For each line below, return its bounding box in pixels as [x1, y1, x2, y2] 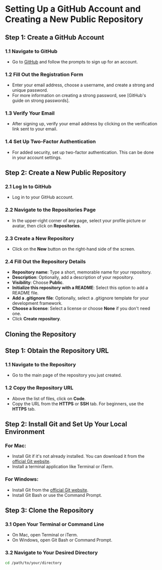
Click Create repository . [12, 316, 62, 322]
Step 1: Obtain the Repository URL [5, 347, 109, 355]
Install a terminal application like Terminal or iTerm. [12, 464, 114, 470]
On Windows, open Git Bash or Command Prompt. [12, 537, 113, 543]
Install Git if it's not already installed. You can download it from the [12, 453, 145, 459]
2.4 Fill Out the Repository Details [5, 258, 86, 265]
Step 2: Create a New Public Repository [5, 169, 126, 177]
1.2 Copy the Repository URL [5, 384, 74, 391]
